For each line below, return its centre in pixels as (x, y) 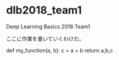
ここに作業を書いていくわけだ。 (45, 38)
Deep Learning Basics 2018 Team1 (48, 26)
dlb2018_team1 (44, 10)
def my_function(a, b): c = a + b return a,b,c (59, 50)
